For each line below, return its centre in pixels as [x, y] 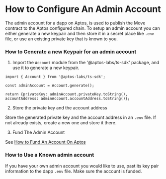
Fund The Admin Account [39, 132]
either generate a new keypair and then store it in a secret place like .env [80, 33]
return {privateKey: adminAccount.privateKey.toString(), [66, 94]
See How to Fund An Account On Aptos [45, 142]
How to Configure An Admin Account [83, 9]
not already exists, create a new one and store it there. [61, 123]
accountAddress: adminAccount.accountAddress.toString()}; [68, 99]
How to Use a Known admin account [50, 155]
